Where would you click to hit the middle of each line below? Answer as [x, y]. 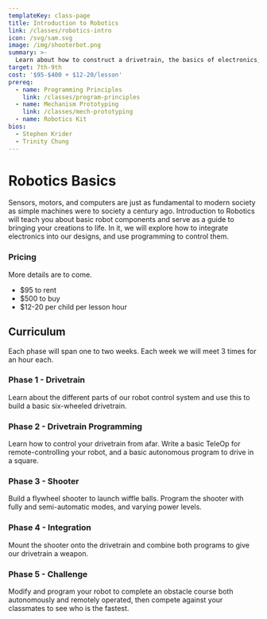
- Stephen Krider [44, 134]
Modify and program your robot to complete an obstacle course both [121, 592]
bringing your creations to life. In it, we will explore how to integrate [118, 228]
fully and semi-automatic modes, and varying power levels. [105, 507]
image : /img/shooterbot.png [55, 45]
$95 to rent [38, 290]
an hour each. [31, 360]
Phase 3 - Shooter [44, 481]
